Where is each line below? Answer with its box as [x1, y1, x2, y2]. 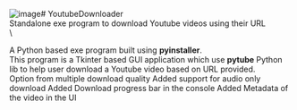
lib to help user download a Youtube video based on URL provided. [9, 63, 256, 74]
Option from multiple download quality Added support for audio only [9, 73, 261, 84]
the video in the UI [9, 92, 78, 103]
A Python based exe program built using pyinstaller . [9, 45, 203, 55]
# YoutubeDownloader [40, 9, 123, 19]
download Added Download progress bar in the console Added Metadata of [9, 83, 289, 93]
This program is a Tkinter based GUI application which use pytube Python [9, 55, 284, 64]
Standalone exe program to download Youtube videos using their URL [9, 18, 267, 29]
